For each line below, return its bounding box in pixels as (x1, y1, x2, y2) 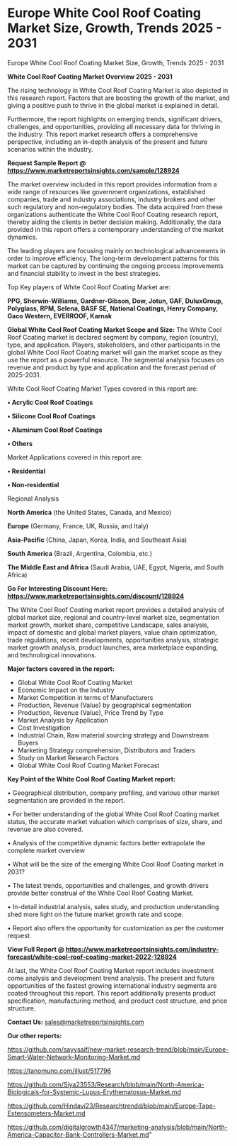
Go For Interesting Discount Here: (7, 584, 108, 593)
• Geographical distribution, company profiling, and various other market (7, 789, 220, 797)
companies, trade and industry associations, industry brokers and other (7, 195, 216, 204)
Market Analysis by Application (17, 716, 108, 724)
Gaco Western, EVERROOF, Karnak (7, 311, 112, 320)
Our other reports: (7, 1031, 62, 1040)
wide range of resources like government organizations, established (7, 187, 206, 196)
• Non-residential (7, 480, 59, 489)
